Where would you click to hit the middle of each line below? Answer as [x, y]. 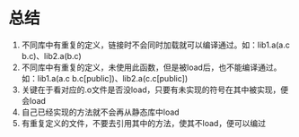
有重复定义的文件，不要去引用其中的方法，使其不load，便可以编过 [144, 123]
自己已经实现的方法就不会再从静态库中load [101, 112]
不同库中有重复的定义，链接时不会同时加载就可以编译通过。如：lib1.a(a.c [156, 45]
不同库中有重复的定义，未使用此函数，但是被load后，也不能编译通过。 [151, 67]
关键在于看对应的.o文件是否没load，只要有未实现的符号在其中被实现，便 [155, 90]
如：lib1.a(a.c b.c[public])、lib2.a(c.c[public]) [105, 78]
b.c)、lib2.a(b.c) [51, 56]
